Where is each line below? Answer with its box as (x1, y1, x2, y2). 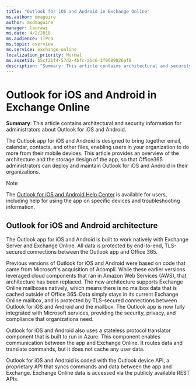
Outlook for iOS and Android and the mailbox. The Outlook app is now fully (6, 303, 185, 310)
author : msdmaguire (6, 19, 54, 25)
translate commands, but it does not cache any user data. (6, 345, 145, 353)
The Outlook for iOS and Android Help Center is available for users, (6, 191, 167, 198)
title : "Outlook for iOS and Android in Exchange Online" (6, 8, 150, 15)
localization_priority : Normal (6, 52, 82, 58)
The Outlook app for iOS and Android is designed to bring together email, (6, 137, 182, 144)
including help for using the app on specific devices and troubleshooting (6, 197, 180, 205)
